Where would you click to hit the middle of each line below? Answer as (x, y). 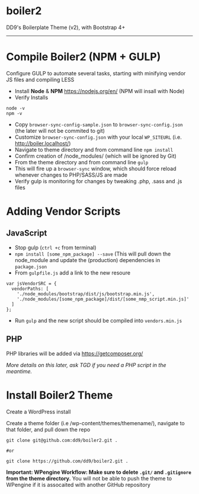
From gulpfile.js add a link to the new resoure (73, 273)
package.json (31, 267)
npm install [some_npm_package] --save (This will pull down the (93, 254)
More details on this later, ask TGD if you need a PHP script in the (86, 365)
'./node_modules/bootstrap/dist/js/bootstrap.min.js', (86, 294)
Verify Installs (31, 97)
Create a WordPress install (38, 412)
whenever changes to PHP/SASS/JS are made (71, 175)
